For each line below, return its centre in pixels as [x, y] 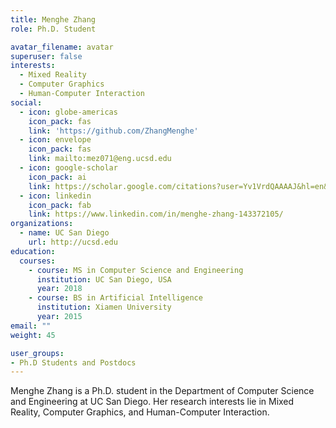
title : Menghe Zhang [53, 19]
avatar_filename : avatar [62, 47]
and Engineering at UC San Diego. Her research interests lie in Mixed [152, 402]
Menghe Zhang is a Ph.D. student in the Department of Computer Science [162, 391]
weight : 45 [33, 335]
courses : [37, 261]
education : [33, 251]
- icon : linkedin [55, 196]
